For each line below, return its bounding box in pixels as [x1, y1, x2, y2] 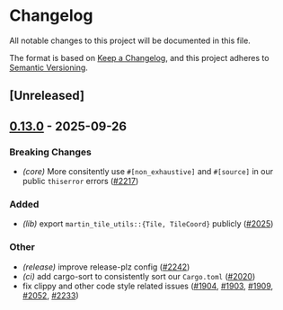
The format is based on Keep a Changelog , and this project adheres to [9, 52, 270, 63]
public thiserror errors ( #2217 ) [22, 176, 139, 187]
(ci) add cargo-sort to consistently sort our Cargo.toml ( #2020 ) [22, 270, 256, 281]
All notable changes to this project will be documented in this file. [9, 35, 252, 46]
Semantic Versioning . [9, 62, 88, 73]
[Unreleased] [9, 88, 85, 103]
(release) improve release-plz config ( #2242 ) [22, 261, 190, 272]
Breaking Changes [9, 146, 93, 158]
